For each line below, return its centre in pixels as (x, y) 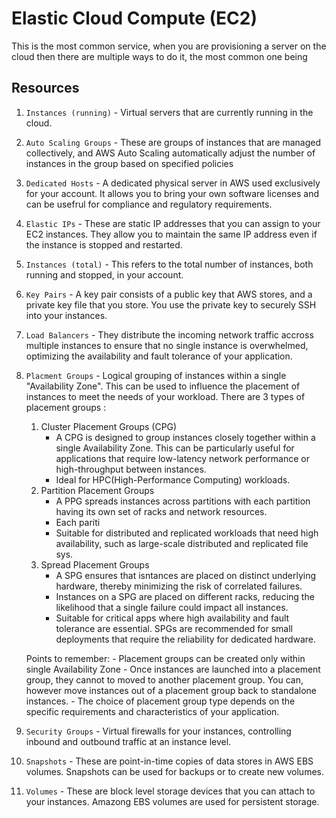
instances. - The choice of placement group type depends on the (160, 701)
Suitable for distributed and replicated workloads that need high (187, 533)
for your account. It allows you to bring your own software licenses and (172, 193)
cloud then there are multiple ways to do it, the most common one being (159, 56)
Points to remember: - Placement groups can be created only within (165, 658)
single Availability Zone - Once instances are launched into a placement (173, 669)
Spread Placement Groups (95, 564)
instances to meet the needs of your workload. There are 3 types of (165, 396)
